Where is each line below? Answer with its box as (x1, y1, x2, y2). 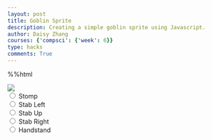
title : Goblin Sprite (7, 17, 72, 24)
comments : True (7, 51, 53, 58)
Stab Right (18, 117, 49, 126)
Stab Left (18, 100, 46, 109)
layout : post (7, 10, 46, 18)
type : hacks (7, 44, 43, 51)
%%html (7, 69, 34, 79)
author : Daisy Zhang (7, 30, 69, 38)
